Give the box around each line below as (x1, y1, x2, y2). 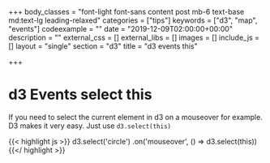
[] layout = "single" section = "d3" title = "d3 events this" (8, 41, 199, 51)
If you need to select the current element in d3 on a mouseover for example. (8, 112, 264, 122)
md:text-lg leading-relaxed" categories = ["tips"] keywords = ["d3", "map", (8, 15, 258, 25)
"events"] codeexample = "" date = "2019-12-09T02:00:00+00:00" (8, 24, 234, 33)
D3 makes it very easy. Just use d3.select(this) (8, 121, 172, 131)
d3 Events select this (8, 85, 152, 104)
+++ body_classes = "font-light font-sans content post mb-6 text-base (8, 7, 245, 16)
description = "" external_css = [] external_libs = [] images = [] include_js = (8, 32, 260, 42)
